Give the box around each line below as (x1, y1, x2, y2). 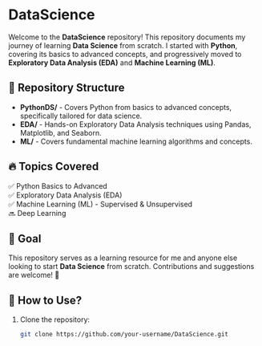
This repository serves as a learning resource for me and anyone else (8, 253, 238, 263)
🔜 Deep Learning (8, 208, 67, 218)
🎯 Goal (8, 231, 42, 246)
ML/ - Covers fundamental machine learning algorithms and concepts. (19, 136, 252, 146)
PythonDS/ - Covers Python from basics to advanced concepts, (19, 102, 232, 112)
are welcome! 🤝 (8, 271, 60, 280)
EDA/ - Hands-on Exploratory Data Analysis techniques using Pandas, (19, 119, 252, 129)
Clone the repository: (19, 315, 91, 324)
